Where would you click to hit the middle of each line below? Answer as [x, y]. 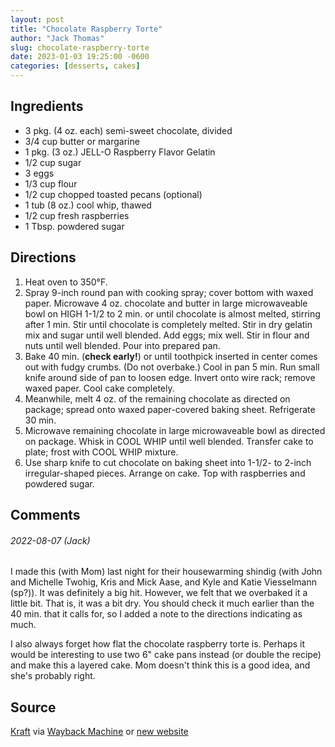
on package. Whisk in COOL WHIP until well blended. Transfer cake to [169, 441]
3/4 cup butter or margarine [82, 141]
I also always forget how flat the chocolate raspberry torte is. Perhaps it [158, 644]
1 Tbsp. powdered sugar [74, 226]
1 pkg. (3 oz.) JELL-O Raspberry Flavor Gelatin [120, 152]
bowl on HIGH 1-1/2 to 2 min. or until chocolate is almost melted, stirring [172, 313]
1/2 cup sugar [53, 162]
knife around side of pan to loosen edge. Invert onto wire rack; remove [170, 377]
